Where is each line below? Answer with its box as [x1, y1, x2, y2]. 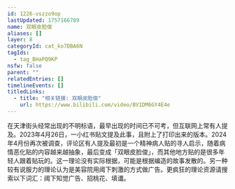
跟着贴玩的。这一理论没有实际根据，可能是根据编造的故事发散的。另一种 [19, 156, 228, 164]
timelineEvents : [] [7, 82, 64, 89]
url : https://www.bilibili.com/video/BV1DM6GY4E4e [20, 101, 171, 108]
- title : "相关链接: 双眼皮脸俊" [13, 95, 101, 102]
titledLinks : [7, 88, 45, 95]
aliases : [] [7, 29, 42, 37]
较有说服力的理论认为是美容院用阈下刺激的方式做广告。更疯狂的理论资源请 [7, 165, 222, 174]
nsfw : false [7, 62, 42, 69]
